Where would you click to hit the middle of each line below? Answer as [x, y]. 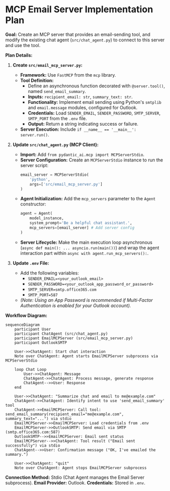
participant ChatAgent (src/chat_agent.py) [61, 334]
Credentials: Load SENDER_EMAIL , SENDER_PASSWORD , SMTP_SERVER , [94, 113]
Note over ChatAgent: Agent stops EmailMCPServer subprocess [80, 468]
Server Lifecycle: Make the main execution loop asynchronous [86, 242]
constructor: [33, 204]
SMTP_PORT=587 [43, 295]
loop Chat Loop [31, 369]
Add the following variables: [49, 273]
